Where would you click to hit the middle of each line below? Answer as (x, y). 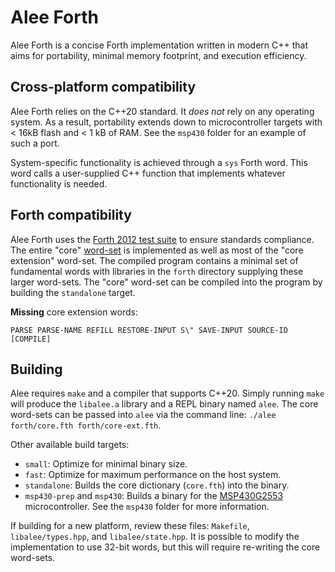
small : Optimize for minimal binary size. (106, 464)
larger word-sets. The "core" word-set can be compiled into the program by (166, 282)
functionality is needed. (59, 183)
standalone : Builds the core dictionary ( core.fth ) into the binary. (157, 485)
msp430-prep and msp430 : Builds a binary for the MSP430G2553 (154, 496)
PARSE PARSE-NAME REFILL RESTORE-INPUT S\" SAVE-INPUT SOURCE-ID (149, 330)
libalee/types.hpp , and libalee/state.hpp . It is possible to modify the (155, 537)
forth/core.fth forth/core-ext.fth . (86, 425)
